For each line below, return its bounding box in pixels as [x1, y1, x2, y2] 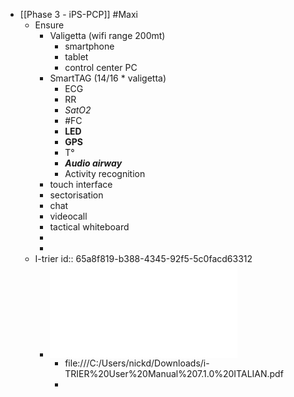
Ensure [34, 19, 65, 31]
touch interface [49, 179, 113, 190]
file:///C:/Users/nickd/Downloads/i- [64, 357, 210, 369]
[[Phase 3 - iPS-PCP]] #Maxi [19, 9, 138, 20]
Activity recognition [64, 168, 146, 179]
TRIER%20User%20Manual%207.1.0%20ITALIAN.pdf [64, 368, 284, 379]
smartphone [64, 40, 115, 52]
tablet [64, 51, 89, 63]
